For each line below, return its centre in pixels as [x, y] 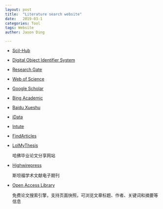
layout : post [18, 10]
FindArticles [24, 136]
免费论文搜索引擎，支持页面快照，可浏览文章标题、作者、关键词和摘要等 [85, 195]
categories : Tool [23, 23]
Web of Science [28, 79]
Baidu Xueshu [26, 107]
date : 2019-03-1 [24, 19]
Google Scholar [28, 88]
